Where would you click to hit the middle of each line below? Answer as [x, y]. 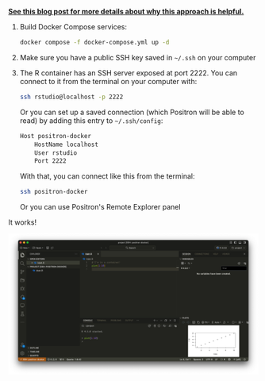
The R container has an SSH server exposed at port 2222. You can [129, 73]
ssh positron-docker [54, 192]
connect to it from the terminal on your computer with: [108, 81]
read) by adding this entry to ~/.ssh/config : [91, 120]
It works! [23, 222]
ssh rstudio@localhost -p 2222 [71, 97]
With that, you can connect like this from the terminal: [107, 176]
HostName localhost [67, 144]
